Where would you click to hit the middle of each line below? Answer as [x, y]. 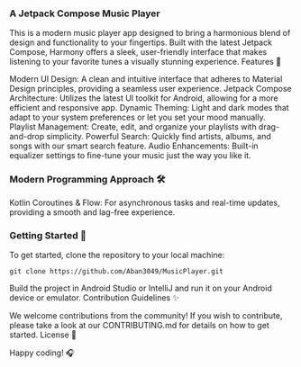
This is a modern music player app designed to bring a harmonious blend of [150, 33]
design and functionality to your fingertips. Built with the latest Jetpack [141, 42]
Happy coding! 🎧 [42, 353]
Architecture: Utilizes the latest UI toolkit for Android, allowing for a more [144, 98]
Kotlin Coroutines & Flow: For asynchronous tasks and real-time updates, [145, 202]
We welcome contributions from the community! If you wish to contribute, [146, 315]
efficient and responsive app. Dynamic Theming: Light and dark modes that [150, 108]
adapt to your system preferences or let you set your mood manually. [137, 117]
